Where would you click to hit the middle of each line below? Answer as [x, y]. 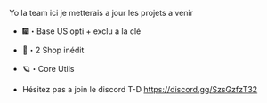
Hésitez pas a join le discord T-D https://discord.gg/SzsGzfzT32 [140, 89]
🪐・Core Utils [48, 69]
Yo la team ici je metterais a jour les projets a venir [101, 13]
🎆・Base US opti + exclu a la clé [81, 31]
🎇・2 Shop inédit [53, 50]
